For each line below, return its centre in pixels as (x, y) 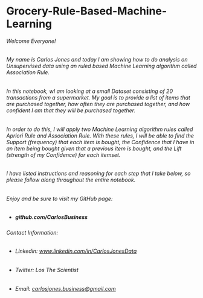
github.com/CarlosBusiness (51, 217)
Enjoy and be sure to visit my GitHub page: (60, 198)
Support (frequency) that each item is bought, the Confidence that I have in (100, 142)
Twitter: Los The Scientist (47, 270)
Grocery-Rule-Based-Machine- (87, 11)
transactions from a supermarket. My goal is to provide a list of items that (98, 97)
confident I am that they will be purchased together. (71, 110)
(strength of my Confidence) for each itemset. (63, 154)
